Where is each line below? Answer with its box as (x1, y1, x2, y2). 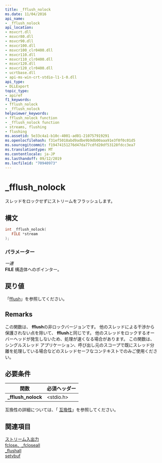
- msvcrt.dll (5, 30, 32, 34)
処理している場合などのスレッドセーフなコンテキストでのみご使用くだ (13, 348, 154, 354)
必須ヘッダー (47, 385, 76, 392)
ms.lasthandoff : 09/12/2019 (5, 156, 62, 161)
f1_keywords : (5, 98, 32, 103)
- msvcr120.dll (5, 61, 36, 66)
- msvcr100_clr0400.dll (5, 48, 53, 52)
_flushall (5, 448, 22, 454)
